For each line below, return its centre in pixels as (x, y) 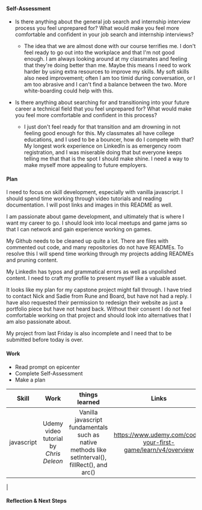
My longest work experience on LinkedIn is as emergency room (103, 146)
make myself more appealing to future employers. (85, 165)
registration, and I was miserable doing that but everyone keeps (103, 153)
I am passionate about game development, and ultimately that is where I (95, 217)
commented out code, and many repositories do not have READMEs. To (95, 247)
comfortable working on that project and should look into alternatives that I (99, 315)
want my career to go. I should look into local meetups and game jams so (97, 223)
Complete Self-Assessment (49, 373)
